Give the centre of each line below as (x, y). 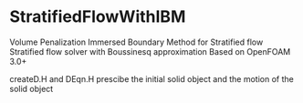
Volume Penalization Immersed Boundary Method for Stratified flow (136, 42)
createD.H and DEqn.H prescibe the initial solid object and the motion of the (151, 78)
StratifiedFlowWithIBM (98, 17)
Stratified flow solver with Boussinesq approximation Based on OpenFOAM (150, 51)
